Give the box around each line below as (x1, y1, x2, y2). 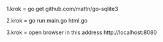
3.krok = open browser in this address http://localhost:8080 (6, 29, 157, 36)
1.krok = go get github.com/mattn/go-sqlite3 (6, 5, 118, 12)
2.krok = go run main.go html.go (6, 17, 88, 24)
